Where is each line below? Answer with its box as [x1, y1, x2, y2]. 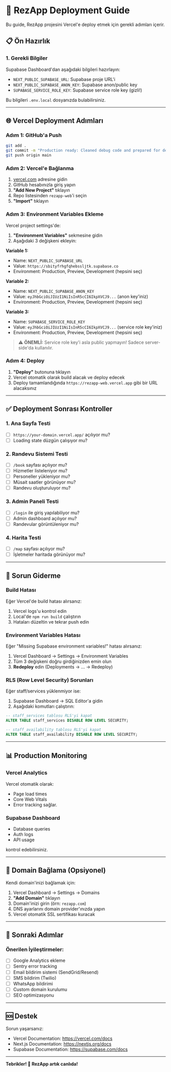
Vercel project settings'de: [6, 222, 61, 228]
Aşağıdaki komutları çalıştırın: [13, 703, 75, 710]
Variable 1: [6, 247, 28, 254]
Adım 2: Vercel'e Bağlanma [6, 165, 74, 172]
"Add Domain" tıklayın [13, 895, 60, 901]
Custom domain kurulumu [13, 986, 67, 993]
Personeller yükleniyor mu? [13, 473, 71, 479]
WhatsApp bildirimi [13, 980, 53, 986]
